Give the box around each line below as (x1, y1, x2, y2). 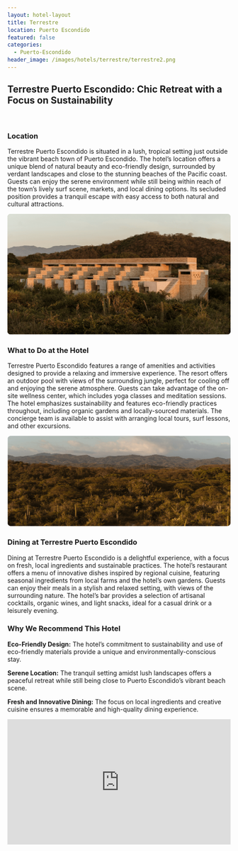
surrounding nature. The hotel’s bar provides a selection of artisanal (7, 591, 205, 599)
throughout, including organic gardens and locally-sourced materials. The (7, 406, 222, 415)
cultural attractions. (7, 199, 64, 208)
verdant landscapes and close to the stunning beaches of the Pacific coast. (7, 169, 228, 178)
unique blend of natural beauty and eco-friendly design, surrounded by (7, 162, 216, 170)
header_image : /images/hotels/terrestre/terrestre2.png (7, 57, 176, 64)
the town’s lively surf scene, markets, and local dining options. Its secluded (7, 184, 227, 193)
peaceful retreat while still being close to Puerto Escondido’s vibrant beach (7, 676, 226, 684)
